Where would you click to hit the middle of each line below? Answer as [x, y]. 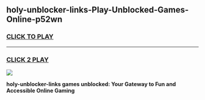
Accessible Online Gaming [41, 90]
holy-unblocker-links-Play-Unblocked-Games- [98, 10]
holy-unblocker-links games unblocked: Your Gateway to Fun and [91, 84]
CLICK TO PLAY [30, 37]
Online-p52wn [34, 20]
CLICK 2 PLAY [27, 59]
